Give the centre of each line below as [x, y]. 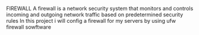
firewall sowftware [29, 27]
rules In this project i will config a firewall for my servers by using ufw [91, 21]
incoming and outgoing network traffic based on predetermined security [94, 15]
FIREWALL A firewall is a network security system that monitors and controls [100, 8]
